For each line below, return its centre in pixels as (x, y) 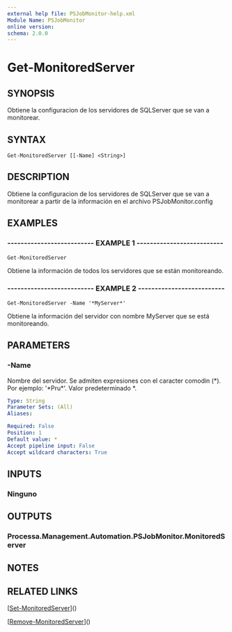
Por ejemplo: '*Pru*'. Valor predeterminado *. (72, 388)
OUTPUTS (30, 516)
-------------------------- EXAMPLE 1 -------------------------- (115, 243)
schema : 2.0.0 (28, 33)
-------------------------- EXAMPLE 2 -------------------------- (116, 288)
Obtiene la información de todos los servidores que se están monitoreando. (116, 270)
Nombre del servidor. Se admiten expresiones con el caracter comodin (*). (114, 381)
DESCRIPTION (38, 177)
